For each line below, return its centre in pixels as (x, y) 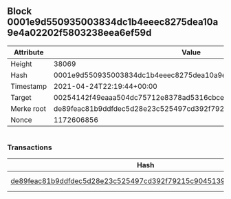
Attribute (29, 52)
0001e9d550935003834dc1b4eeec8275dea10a (113, 22)
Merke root (29, 108)
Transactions (30, 147)
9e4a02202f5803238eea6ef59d (79, 33)
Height (21, 63)
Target (21, 97)
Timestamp (29, 86)
